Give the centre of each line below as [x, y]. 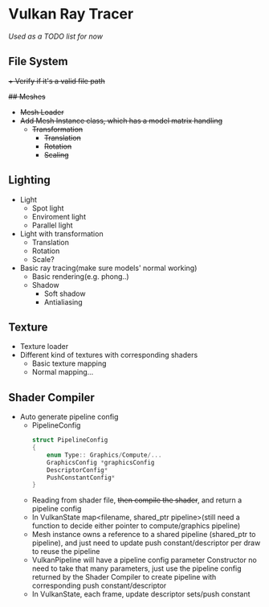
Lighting [29, 180]
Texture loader [44, 347]
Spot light [48, 208]
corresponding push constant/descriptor [99, 586]
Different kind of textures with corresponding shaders [109, 355]
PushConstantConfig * [81, 478]
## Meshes [27, 96]
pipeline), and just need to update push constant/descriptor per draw [146, 543]
